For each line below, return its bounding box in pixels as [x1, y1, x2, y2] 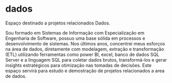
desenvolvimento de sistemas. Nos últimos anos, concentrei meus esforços [5, 40, 165, 46]
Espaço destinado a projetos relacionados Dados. [5, 20, 110, 26]
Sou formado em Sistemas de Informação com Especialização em [5, 30, 145, 36]
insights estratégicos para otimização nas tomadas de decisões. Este [5, 62, 151, 68]
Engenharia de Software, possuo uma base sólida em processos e [5, 35, 145, 41]
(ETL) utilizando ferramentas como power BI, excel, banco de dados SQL [5, 51, 160, 58]
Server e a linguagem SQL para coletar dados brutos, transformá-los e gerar [5, 57, 167, 63]
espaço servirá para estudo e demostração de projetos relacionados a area [5, 67, 165, 74]
